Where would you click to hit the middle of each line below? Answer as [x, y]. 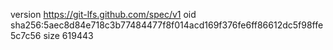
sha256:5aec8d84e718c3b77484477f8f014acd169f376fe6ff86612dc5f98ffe [167, 25]
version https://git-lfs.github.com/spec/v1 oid [103, 14]
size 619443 [68, 35]
